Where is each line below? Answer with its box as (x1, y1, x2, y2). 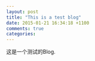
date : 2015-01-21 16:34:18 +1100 (6, 20, 90, 26)
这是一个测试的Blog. (6, 48, 56, 56)
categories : (6, 31, 36, 37)
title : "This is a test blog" (6, 14, 82, 20)
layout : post (6, 8, 39, 15)
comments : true (6, 25, 44, 32)
